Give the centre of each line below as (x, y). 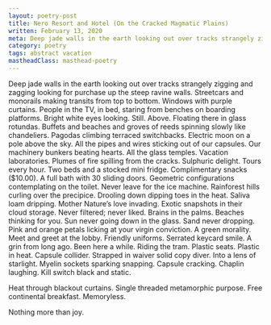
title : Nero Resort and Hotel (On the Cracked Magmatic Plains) (119, 23)
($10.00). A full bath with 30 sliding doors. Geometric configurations (121, 177)
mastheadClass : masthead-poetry (63, 61)
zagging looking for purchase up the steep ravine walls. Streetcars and (126, 92)
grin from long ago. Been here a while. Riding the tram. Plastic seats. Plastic (134, 246)
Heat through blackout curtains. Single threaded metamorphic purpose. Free (135, 288)
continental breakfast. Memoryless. (67, 296)
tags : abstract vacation (50, 53)
